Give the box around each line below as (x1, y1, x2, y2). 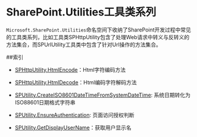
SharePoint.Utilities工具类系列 (6, 5, 157, 19)
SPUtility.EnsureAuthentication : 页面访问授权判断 (14, 111, 135, 119)
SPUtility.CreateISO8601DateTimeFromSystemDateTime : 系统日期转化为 (14, 91, 191, 98)
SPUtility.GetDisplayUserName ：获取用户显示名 (14, 124, 132, 131)
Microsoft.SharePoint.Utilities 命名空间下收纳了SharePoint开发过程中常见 (6, 26, 192, 33)
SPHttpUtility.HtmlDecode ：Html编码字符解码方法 (14, 78, 137, 86)
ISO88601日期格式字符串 (14, 98, 76, 106)
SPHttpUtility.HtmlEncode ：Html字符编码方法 (14, 66, 126, 73)
